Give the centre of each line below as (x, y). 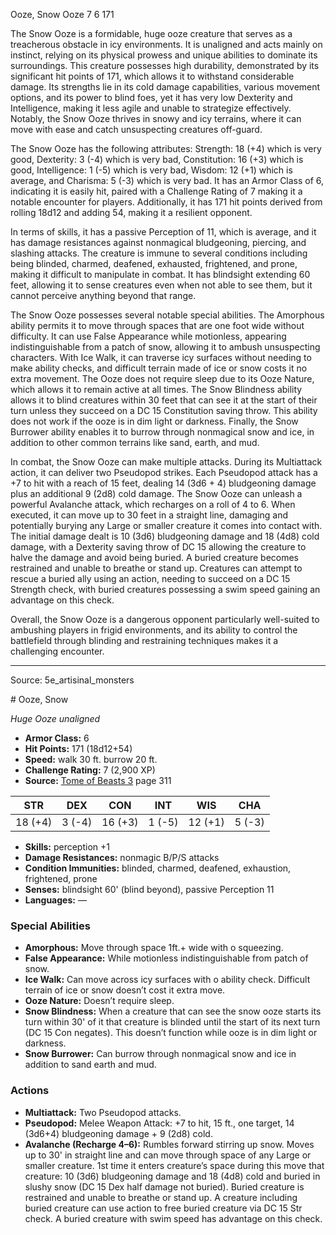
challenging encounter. (57, 651)
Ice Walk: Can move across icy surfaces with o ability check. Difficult (167, 980)
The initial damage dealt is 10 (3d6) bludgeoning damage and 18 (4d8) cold (165, 536)
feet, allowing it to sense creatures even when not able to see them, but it (161, 285)
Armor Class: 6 (57, 738)
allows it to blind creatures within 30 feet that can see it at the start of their (164, 400)
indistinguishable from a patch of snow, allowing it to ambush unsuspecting (165, 347)
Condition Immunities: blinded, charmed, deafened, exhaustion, (158, 868)
